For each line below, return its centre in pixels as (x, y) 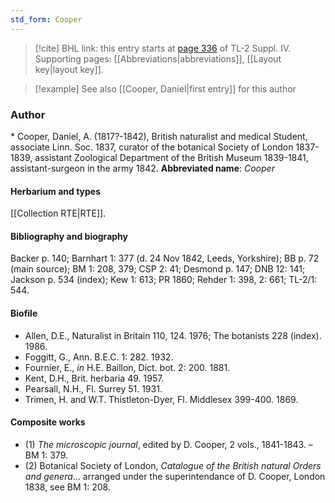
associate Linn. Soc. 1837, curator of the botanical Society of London (152, 147)
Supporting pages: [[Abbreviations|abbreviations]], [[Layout (158, 58)
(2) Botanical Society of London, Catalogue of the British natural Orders (173, 465)
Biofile (24, 313)
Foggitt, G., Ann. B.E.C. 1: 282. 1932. (99, 357)
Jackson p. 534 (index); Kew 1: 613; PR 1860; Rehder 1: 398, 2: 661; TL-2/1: (164, 280)
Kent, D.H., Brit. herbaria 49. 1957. (94, 378)
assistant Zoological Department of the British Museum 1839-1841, (171, 157)
